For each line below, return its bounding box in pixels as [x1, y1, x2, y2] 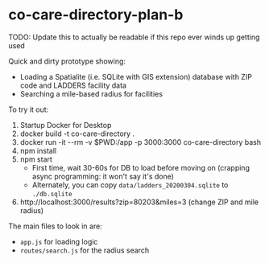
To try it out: [8, 105, 49, 114]
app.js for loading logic [19, 236, 98, 246]
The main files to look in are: [8, 221, 102, 231]
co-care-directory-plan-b [8, 6, 184, 24]
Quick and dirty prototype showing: [8, 56, 126, 66]
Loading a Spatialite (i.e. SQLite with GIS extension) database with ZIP [19, 72, 252, 81]
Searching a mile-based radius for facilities [19, 88, 163, 98]
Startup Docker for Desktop [19, 120, 112, 129]
